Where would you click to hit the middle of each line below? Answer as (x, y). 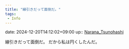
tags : (10, 14)
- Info (14, 18)
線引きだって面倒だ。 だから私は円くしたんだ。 (52, 42)
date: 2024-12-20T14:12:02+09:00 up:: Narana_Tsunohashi (64, 32)
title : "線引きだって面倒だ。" (33, 9)
